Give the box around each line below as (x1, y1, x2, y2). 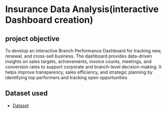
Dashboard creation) (5, 14, 94, 26)
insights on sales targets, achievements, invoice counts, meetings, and (5, 59, 152, 64)
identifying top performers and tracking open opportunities (5, 75, 127, 80)
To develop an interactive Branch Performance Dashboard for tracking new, (5, 48, 162, 53)
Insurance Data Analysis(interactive (5, 4, 159, 15)
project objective (5, 34, 60, 43)
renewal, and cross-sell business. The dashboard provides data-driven (5, 53, 152, 59)
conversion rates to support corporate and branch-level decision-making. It (5, 64, 162, 70)
